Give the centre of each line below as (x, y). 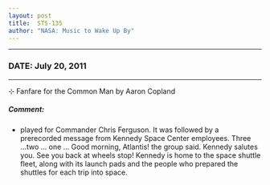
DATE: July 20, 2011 (47, 66)
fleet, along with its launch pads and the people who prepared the (129, 163)
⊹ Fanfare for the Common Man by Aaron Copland (92, 91)
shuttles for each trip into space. (74, 172)
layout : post (30, 16)
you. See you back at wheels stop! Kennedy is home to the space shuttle (140, 155)
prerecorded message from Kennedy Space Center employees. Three (135, 138)
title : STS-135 (35, 23)
